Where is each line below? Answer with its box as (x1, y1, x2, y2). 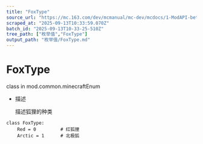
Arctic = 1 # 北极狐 (17, 133, 80, 139)
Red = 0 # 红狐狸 (17, 126, 80, 133)
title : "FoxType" (6, 8, 50, 15)
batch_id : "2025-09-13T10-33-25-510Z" (6, 25, 104, 32)
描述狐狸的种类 (14, 108, 53, 115)
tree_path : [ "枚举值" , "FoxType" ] (6, 31, 88, 37)
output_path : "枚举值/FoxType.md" (6, 37, 91, 43)
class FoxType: (6, 120, 45, 126)
